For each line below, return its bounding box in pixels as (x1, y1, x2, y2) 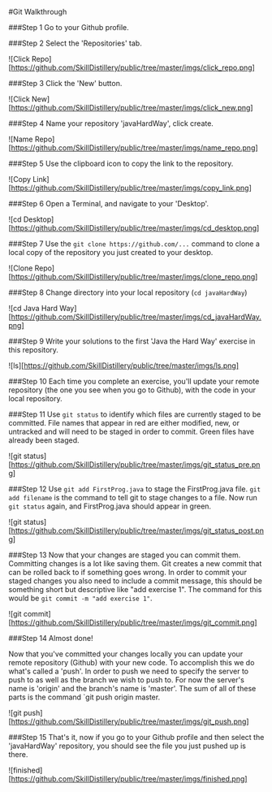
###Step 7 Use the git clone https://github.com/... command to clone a (8, 239, 260, 249)
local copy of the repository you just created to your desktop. (8, 248, 214, 257)
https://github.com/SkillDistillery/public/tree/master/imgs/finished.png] (11, 774, 248, 783)
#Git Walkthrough (8, 7, 67, 16)
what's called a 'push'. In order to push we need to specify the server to (8, 666, 249, 676)
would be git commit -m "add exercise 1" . (8, 593, 153, 603)
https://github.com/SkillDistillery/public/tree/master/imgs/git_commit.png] (11, 617, 257, 627)
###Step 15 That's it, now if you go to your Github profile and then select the (8, 733, 265, 742)
